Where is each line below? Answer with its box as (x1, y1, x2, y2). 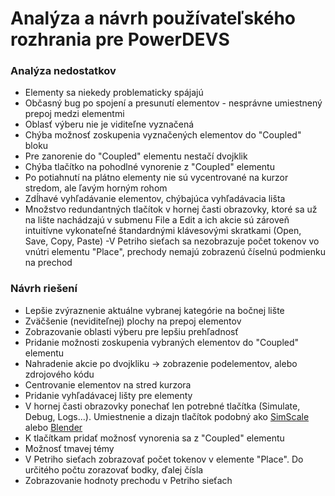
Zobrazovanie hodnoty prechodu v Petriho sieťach (24, 474, 233, 486)
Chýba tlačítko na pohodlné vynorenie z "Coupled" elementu (24, 161, 275, 173)
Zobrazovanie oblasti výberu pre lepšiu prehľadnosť (24, 325, 239, 337)
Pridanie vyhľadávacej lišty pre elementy (24, 389, 193, 401)
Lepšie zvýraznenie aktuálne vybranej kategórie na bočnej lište (24, 304, 285, 316)
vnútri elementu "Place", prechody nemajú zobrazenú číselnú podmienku (24, 246, 327, 258)
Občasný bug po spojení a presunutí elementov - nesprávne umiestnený (24, 97, 323, 109)
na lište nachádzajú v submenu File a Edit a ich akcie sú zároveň (24, 214, 290, 226)
